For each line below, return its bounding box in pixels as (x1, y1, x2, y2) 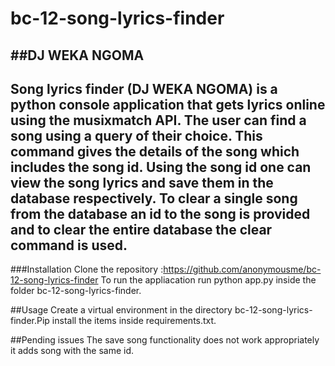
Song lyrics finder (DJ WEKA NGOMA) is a (10, 80, 278, 97)
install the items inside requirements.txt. (51, 315, 217, 327)
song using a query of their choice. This (10, 127, 263, 144)
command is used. (10, 237, 128, 254)
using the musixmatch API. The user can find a (10, 112, 307, 129)
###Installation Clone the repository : (10, 263, 164, 276)
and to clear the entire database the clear (10, 221, 273, 238)
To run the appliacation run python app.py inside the (100, 274, 317, 286)
